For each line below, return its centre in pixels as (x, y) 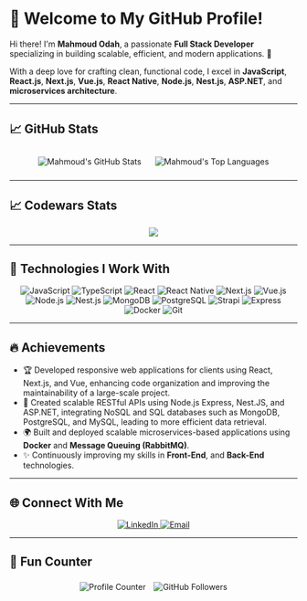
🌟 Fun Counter (51, 562)
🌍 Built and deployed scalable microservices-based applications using (156, 432)
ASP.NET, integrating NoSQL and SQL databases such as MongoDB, (151, 412)
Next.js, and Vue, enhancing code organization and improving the (146, 384)
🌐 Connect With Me (67, 503)
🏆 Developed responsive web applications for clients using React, (148, 370)
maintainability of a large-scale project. (96, 393)
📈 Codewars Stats (64, 206)
